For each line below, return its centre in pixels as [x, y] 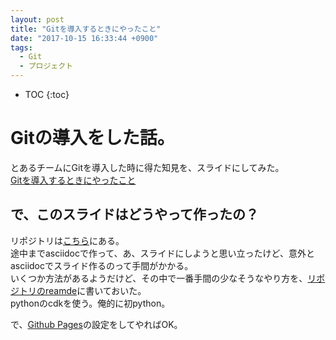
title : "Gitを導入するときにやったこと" [86, 29]
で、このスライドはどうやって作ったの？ [135, 214]
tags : [21, 47]
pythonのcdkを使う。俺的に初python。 [90, 303]
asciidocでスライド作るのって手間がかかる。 [102, 265]
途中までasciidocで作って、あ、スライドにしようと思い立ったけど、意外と [162, 253]
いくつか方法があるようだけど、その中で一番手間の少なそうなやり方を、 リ [163, 278]
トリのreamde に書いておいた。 [82, 290]
